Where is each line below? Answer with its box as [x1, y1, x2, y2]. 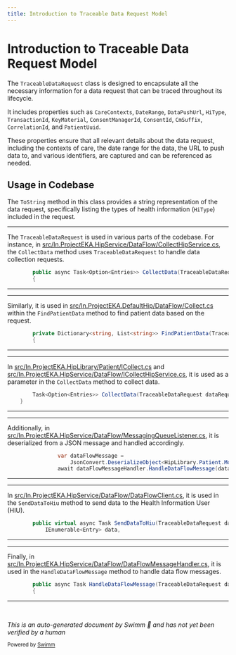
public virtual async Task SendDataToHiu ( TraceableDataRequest [32, 520, 221, 527]
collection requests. [7, 255, 65, 264]
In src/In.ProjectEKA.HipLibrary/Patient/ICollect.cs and [7, 362, 165, 370]
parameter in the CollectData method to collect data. [7, 378, 160, 386]
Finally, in [7, 552, 35, 561]
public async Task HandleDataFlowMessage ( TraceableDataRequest [32, 581, 221, 588]
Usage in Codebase [7, 179, 95, 191]
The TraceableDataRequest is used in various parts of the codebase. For [7, 233, 214, 242]
